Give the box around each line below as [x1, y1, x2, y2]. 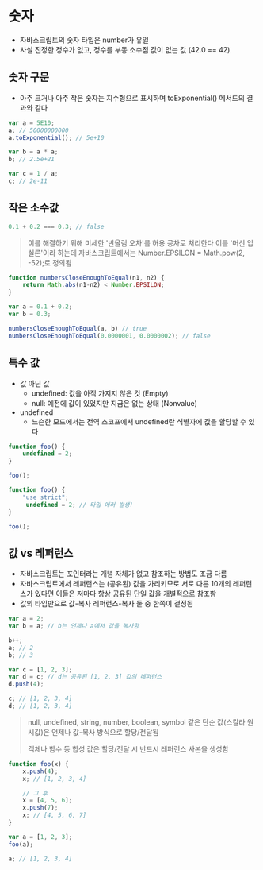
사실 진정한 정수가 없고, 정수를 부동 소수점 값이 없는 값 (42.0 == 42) [19, 44, 231, 54]
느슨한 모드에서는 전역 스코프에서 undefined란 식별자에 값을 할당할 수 [31, 416, 247, 426]
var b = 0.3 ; [8, 311, 51, 319]
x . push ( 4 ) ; [22, 768, 59, 775]
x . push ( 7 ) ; [22, 804, 59, 812]
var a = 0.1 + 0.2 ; [8, 303, 73, 311]
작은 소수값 [8, 201, 59, 215]
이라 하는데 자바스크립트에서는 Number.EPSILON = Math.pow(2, [42, 248, 246, 257]
